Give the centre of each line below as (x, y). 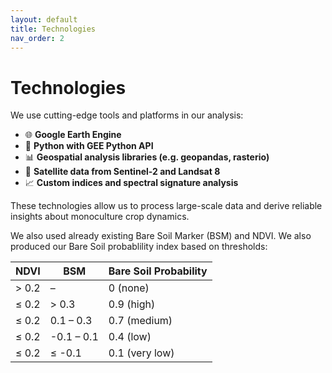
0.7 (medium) (140, 321)
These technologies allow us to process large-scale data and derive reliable (166, 206)
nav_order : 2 (37, 38)
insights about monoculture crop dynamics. (100, 217)
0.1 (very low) (141, 353)
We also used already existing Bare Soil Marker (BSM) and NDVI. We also (161, 236)
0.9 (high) (132, 304)
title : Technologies (53, 29)
